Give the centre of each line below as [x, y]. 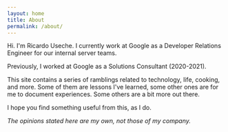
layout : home [26, 13]
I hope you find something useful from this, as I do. [79, 108]
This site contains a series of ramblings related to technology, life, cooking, [114, 80]
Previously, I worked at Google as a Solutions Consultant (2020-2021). [107, 67]
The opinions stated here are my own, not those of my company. [99, 121]
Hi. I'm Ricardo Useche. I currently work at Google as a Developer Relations [114, 46]
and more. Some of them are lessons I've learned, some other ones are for [113, 87]
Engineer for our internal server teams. [62, 53]
